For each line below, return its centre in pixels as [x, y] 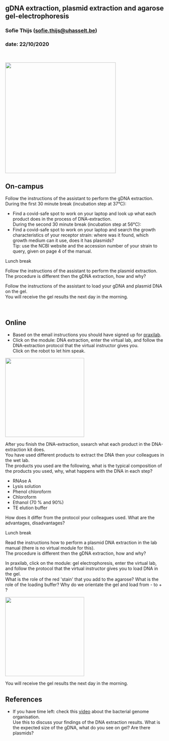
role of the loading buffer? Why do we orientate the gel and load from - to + [84, 585]
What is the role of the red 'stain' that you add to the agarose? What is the [82, 580]
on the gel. [16, 292]
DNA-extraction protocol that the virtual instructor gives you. [75, 346]
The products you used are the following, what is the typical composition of [84, 466]
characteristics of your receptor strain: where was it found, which [80, 235]
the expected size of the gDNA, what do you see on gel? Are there [81, 728]
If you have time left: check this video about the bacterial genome [81, 712]
